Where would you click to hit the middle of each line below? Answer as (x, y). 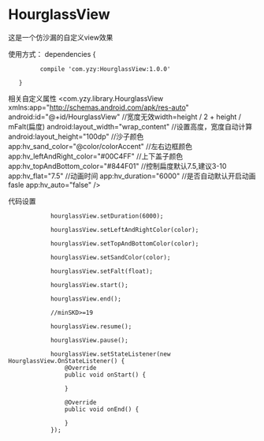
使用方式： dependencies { (52, 54)
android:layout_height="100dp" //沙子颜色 (76, 136)
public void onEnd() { (102, 409)
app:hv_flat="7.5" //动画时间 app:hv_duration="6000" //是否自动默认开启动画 (132, 176)
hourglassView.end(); (86, 299)
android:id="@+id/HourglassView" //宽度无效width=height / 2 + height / (125, 117)
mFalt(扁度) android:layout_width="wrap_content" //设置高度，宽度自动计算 (130, 126)
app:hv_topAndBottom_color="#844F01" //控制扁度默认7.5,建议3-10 (117, 166)
